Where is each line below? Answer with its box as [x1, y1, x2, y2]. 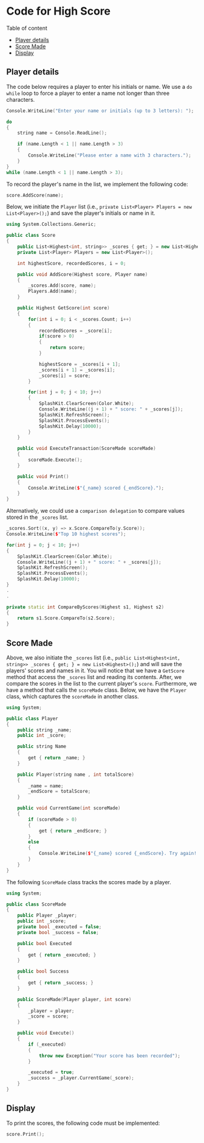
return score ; [49, 345, 86, 351]
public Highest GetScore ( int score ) [17, 305, 110, 311]
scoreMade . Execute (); [28, 457, 83, 463]
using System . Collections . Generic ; [6, 221, 97, 228]
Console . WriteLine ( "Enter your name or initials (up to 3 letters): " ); [6, 108, 194, 114]
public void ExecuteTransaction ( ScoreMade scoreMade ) [17, 446, 156, 452]
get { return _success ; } [28, 980, 94, 986]
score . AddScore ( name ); [6, 192, 64, 199]
